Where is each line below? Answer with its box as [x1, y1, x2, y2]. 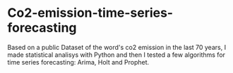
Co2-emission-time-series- [7, 5, 174, 21]
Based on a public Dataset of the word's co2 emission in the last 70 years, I [7, 43, 227, 51]
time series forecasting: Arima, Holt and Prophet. [7, 58, 150, 66]
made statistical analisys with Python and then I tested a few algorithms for [7, 51, 226, 59]
